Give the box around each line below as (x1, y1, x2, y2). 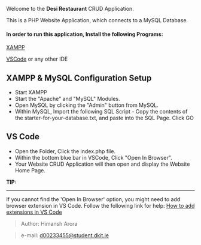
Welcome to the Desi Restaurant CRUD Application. (6, 5, 135, 12)
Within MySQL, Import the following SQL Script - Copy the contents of (14, 108, 188, 115)
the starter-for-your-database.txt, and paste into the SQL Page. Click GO (14, 114, 194, 122)
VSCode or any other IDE (6, 55, 68, 62)
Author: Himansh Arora (20, 220, 78, 227)
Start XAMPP (14, 89, 48, 96)
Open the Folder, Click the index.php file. (14, 147, 115, 155)
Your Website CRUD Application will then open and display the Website (14, 160, 190, 168)
